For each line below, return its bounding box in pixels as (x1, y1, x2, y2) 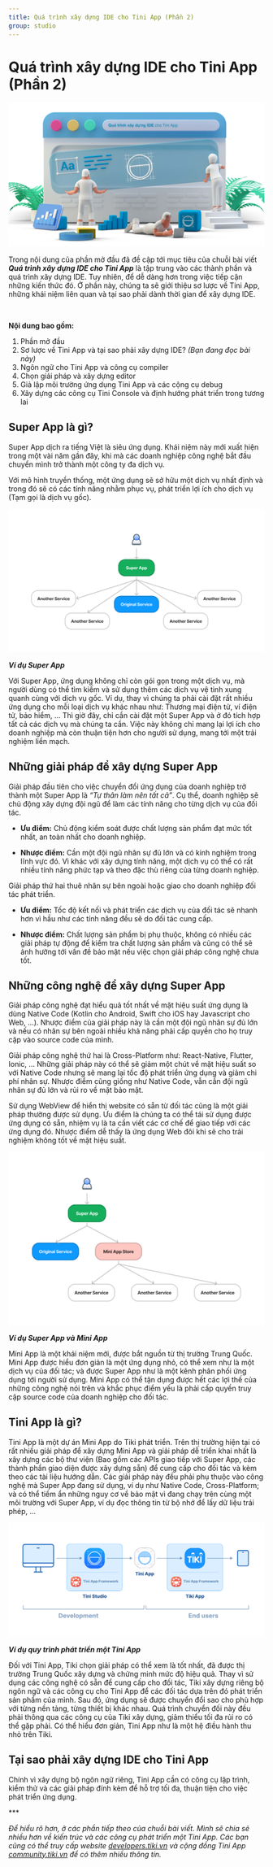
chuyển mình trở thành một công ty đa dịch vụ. (8, 459, 165, 469)
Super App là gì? (8, 420, 93, 434)
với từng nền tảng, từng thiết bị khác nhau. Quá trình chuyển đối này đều (8, 1704, 251, 1713)
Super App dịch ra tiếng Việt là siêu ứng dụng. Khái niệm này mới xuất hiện (8, 442, 259, 451)
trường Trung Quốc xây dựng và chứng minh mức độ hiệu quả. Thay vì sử (8, 1669, 254, 1678)
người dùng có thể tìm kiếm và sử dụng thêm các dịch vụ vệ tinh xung (8, 684, 242, 694)
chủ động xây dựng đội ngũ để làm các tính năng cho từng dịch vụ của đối (8, 799, 258, 808)
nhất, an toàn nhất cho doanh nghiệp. (19, 832, 146, 842)
